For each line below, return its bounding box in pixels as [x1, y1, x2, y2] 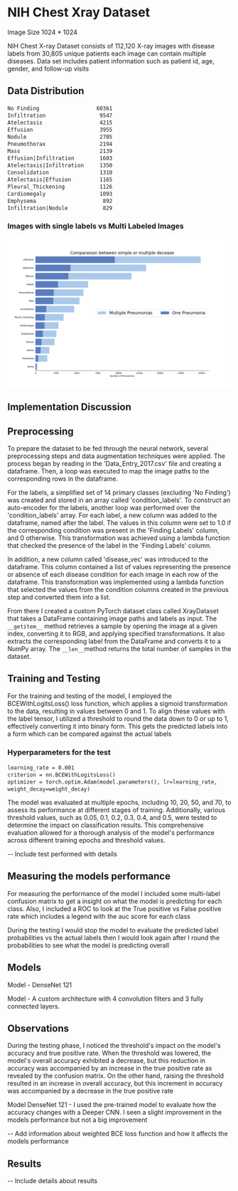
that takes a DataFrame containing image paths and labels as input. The [7, 614, 217, 623]
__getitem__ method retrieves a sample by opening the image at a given [7, 621, 218, 630]
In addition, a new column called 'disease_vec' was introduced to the [7, 555, 208, 563]
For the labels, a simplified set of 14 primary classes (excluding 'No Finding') [7, 488, 231, 496]
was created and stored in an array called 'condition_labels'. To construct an [7, 496, 231, 504]
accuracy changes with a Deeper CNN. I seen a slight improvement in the [7, 1108, 222, 1117]
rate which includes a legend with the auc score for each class [7, 912, 190, 920]
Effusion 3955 [7, 126, 113, 133]
